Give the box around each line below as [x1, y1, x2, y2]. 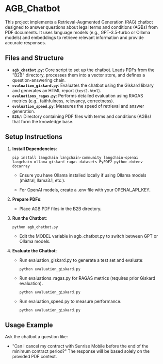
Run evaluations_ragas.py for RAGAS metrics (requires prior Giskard [19, 275, 155, 281]
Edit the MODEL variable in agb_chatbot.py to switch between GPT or [19, 233, 158, 239]
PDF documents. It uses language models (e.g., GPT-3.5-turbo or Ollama [5, 29, 150, 35]
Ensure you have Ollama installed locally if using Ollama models [19, 172, 147, 178]
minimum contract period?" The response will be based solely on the [12, 348, 150, 354]
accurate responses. [5, 39, 46, 45]
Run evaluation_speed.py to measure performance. [19, 298, 122, 304]
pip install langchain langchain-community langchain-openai [12, 155, 139, 160]
